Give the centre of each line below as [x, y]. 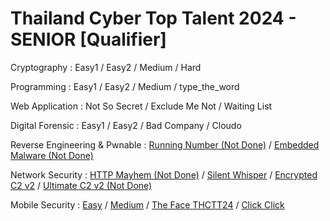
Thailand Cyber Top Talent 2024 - [153, 18]
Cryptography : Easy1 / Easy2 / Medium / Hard [106, 67]
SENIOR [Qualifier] [88, 39]
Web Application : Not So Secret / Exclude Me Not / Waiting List [141, 106]
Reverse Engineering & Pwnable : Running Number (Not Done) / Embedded [165, 144]
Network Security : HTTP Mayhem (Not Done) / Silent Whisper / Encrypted [164, 174]
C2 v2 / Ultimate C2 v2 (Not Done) [81, 185]
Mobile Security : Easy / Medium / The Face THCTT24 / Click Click [147, 204]
